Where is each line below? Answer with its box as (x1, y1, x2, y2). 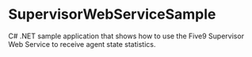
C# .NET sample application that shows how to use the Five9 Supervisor (8, 31, 244, 41)
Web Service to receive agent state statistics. (8, 39, 156, 48)
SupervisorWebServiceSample (8, 5, 216, 23)
